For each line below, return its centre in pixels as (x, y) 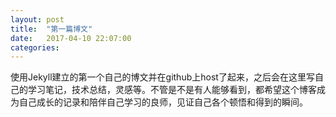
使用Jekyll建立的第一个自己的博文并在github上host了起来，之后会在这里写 (162, 77)
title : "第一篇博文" (51, 29)
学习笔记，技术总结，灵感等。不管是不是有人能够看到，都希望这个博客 (172, 90)
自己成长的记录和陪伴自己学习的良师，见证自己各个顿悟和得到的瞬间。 (163, 102)
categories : (35, 47)
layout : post (37, 19)
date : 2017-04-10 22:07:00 (71, 38)
